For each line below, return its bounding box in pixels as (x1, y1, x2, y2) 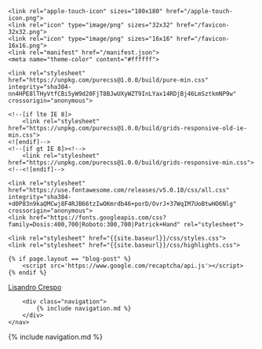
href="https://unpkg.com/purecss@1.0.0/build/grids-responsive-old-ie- (8, 124, 247, 132)
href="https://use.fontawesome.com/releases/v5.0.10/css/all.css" (8, 186, 230, 194)
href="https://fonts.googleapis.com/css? (28, 214, 167, 222)
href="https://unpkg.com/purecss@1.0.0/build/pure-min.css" (8, 76, 209, 84)
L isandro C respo (8, 283, 62, 292)
